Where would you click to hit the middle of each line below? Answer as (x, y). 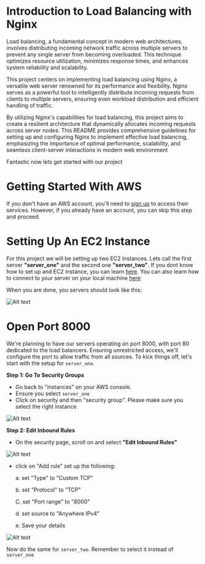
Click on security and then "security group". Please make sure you (99, 400)
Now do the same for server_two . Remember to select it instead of (90, 549)
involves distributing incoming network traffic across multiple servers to (97, 48)
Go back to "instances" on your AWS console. (73, 387)
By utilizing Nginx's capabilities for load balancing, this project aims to (95, 117)
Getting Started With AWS (74, 187)
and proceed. (23, 217)
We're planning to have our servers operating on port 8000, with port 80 (98, 343)
